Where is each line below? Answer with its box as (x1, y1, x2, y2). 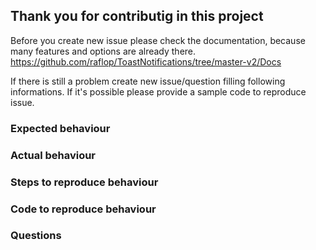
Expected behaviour (10, 121, 111, 135)
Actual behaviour (10, 148, 97, 162)
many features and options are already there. (10, 45, 197, 57)
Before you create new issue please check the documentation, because (10, 34, 306, 46)
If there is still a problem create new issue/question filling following (10, 75, 286, 87)
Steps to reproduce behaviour (10, 175, 159, 189)
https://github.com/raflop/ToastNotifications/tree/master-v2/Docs (10, 55, 282, 68)
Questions (10, 229, 62, 243)
